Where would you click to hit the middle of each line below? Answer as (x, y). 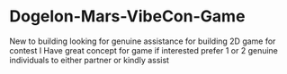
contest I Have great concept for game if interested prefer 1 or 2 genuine (144, 50)
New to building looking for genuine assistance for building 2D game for (143, 41)
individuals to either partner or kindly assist (89, 60)
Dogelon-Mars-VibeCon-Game (127, 16)
